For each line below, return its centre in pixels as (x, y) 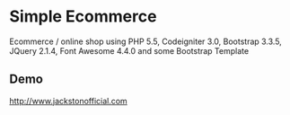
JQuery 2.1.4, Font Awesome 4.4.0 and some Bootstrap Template (129, 50)
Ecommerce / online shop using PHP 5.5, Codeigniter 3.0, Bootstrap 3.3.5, (146, 41)
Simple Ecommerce (83, 17)
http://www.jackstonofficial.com (68, 101)
